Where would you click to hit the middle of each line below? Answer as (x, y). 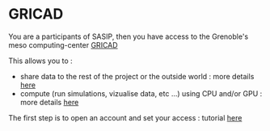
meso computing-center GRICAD (63, 44)
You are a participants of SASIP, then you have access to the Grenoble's (129, 36)
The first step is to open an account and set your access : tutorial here (125, 117)
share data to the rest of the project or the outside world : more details (137, 76)
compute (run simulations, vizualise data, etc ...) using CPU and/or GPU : (141, 93)
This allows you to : (40, 61)
